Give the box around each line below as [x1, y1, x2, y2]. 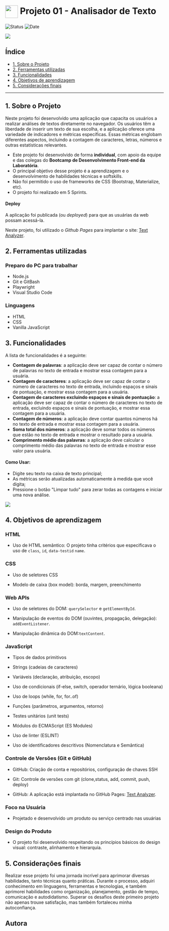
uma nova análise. [12, 492, 50, 498]
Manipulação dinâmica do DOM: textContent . [12, 630, 106, 637]
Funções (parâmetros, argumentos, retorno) [12, 703, 104, 709]
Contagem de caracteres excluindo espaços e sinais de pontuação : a [12, 394, 160, 400]
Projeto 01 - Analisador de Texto [20, 5, 156, 17]
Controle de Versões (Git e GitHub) [5, 755, 92, 762]
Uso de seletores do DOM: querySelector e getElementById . [12, 606, 136, 612]
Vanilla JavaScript [12, 324, 50, 330]
